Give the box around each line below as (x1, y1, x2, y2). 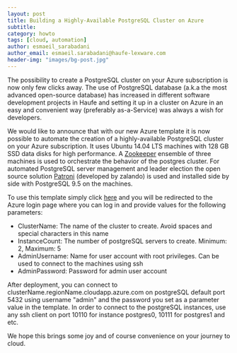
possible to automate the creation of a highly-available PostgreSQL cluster (7, 134, 224, 143)
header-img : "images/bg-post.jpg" (7, 56, 110, 64)
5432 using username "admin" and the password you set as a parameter (7, 295, 219, 304)
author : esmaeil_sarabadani (7, 43, 91, 50)
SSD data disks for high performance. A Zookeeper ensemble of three (7, 149, 212, 157)
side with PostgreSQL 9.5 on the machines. (7, 179, 133, 188)
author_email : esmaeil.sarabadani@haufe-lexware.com (7, 50, 166, 57)
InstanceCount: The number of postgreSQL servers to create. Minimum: (17, 237, 228, 245)
